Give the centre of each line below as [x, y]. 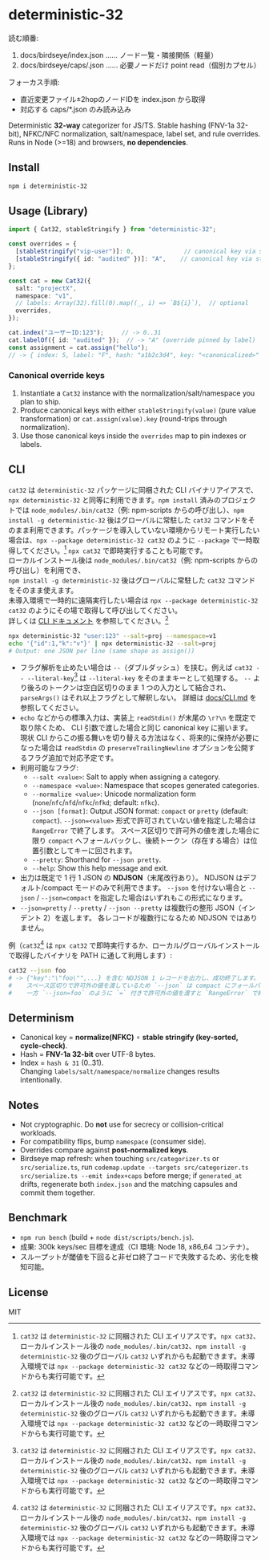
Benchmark [38, 1218]
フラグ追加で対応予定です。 [72, 758]
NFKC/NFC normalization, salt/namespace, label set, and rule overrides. [142, 133]
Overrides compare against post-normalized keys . [104, 1150]
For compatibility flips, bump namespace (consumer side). [113, 1142]
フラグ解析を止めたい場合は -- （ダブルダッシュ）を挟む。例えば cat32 [136, 667]
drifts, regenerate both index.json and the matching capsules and [128, 1184]
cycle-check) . [44, 1046]
